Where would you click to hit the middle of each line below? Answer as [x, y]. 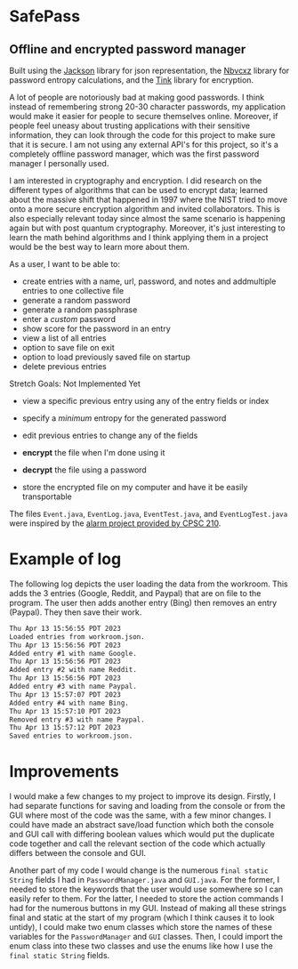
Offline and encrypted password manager [128, 49]
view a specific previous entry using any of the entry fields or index [145, 401]
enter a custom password [69, 319]
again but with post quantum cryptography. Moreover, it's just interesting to [148, 228]
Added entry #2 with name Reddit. [73, 670]
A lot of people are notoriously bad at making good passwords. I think [137, 97]
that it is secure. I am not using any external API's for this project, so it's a [144, 145]
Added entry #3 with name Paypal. [73, 687]
